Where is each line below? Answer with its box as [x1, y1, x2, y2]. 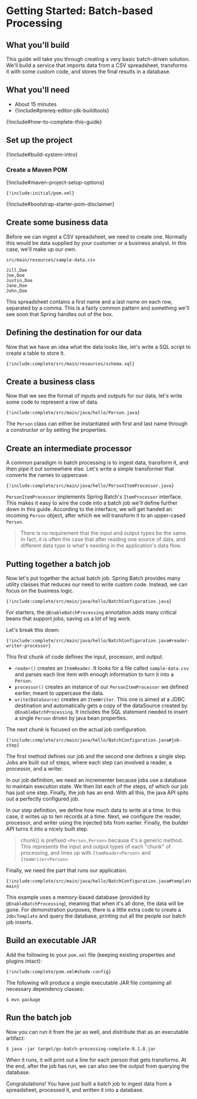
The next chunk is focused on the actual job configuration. [6, 725, 148, 732]
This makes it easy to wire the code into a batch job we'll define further [6, 499, 178, 506]
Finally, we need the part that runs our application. [6, 866, 128, 873]
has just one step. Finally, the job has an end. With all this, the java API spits [6, 789, 189, 796]
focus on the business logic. [6, 587, 74, 594]
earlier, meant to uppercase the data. [14, 689, 104, 697]
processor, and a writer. [6, 765, 63, 772]
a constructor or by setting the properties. [6, 426, 107, 433]
